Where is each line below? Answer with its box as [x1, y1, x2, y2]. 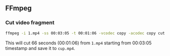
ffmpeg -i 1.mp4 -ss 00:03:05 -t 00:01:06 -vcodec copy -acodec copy [5, 30, 156, 36]
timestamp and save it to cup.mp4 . [5, 45, 75, 51]
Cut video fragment [5, 19, 54, 26]
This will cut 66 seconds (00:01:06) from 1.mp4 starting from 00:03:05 [5, 40, 152, 46]
